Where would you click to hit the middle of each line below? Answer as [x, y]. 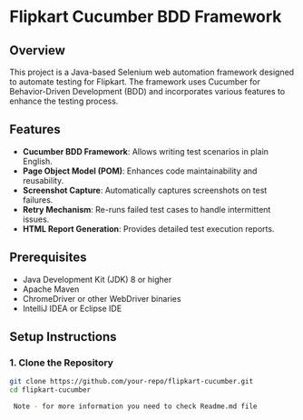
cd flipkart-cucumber [50, 390]
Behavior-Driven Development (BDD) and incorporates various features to [147, 91]
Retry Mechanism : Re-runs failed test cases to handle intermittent [147, 209]
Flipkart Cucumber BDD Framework [146, 17]
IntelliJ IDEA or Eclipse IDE [72, 308]
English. [37, 161]
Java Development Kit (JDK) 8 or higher [97, 279]
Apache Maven [51, 289]
